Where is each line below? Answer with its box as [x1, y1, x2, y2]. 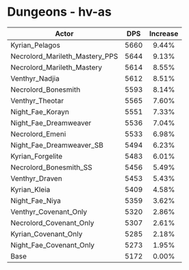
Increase [149, 29, 179, 38]
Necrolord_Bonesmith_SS [10, 162, 92, 172]
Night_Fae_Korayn [10, 107, 70, 116]
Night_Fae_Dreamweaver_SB [10, 140, 104, 150]
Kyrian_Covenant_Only [10, 229, 83, 239]
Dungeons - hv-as [7, 4, 112, 20]
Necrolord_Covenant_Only [10, 218, 94, 228]
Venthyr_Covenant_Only [10, 206, 88, 216]
